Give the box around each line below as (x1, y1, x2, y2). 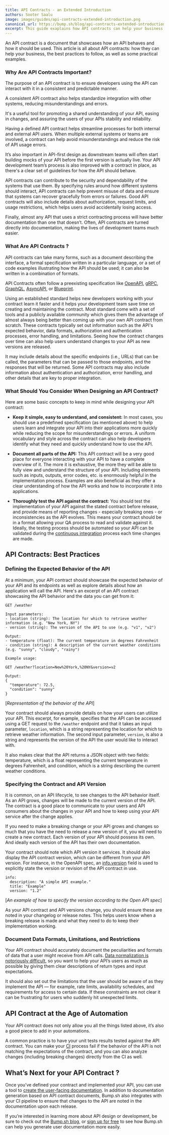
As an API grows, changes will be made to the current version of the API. (5, 798, 156, 803)
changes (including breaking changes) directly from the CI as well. (5, 1054, 143, 1060)
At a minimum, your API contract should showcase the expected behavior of (5, 577, 163, 583)
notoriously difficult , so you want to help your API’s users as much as (5, 958, 148, 964)
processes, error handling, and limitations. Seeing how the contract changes (5, 333, 163, 339)
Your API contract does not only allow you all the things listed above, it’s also (5, 1022, 164, 1028)
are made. (12, 536, 34, 542)
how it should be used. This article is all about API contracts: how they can (5, 45, 159, 52)
